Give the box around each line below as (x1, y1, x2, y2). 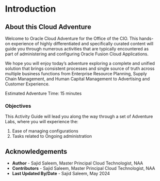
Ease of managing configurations (12, 128, 79, 134)
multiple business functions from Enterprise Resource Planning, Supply (5, 71, 147, 76)
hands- (139, 35, 154, 41)
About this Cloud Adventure (5, 23, 91, 31)
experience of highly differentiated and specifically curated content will (11, 41, 154, 47)
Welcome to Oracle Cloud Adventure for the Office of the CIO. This (5, 35, 138, 41)
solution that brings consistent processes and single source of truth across (5, 66, 155, 71)
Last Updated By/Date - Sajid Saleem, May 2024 (12, 171, 110, 177)
